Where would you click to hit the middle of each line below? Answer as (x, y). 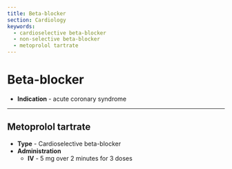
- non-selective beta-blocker (57, 39)
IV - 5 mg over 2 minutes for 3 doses (80, 158)
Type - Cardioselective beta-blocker (69, 143)
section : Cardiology (37, 20)
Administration (39, 151)
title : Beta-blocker (37, 13)
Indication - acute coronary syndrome (72, 99)
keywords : (21, 26)
